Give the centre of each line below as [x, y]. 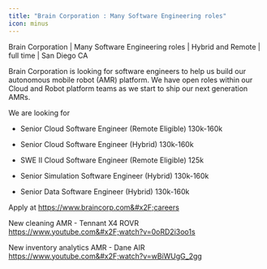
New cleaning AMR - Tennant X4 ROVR [74, 223]
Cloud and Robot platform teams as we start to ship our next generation [128, 88]
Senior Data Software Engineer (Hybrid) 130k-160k [105, 191]
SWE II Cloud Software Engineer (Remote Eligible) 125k [112, 160]
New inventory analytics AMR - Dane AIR [77, 247]
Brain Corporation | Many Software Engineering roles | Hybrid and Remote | [135, 46]
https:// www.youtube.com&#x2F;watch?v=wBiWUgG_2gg [106, 256]
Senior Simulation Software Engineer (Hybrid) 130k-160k [114, 176]
